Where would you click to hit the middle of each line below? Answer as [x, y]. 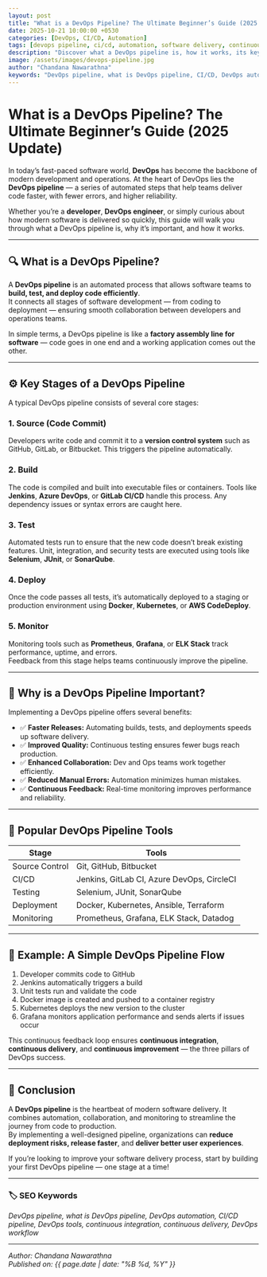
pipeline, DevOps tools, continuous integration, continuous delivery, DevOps [133, 1224]
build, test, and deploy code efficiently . [74, 293]
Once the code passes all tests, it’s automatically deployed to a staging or [128, 597]
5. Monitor [29, 627]
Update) [35, 148]
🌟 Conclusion [42, 1090]
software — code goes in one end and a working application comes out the [132, 343]
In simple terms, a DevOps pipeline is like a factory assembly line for [122, 334]
